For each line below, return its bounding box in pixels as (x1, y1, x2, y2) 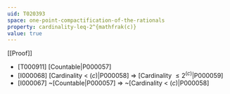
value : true (7, 29, 42, 37)
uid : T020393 (7, 10, 46, 18)
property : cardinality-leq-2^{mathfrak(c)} (7, 23, 137, 30)
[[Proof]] (7, 49, 33, 58)
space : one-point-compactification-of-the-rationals (7, 17, 165, 24)
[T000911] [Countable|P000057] (17, 62, 112, 71)
